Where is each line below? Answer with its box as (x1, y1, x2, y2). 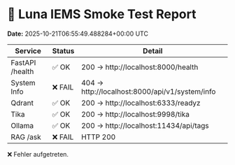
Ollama (10, 120, 34, 130)
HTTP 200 (81, 132, 116, 142)
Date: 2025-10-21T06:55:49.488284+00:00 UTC (7, 29, 149, 38)
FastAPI (10, 57, 36, 67)
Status (52, 45, 75, 55)
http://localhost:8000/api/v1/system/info (81, 87, 216, 96)
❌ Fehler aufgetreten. (7, 150, 69, 158)
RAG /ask (10, 132, 41, 142)
